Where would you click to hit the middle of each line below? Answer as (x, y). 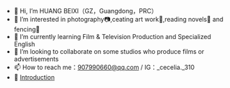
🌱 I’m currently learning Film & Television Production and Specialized (112, 37)
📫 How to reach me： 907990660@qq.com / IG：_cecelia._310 (104, 67)
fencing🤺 (27, 29)
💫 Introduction (34, 77)
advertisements (36, 59)
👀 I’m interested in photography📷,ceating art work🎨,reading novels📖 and (118, 19)
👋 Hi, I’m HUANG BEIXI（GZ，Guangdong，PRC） (86, 11)
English (24, 44)
